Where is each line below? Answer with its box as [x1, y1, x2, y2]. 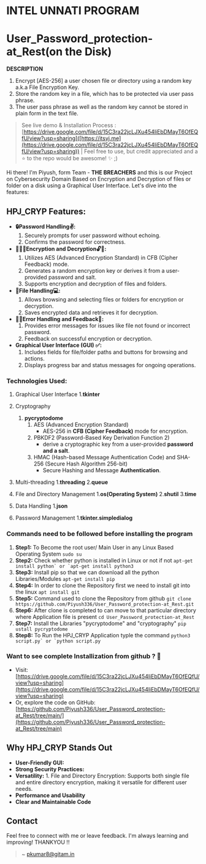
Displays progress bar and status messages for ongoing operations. [24, 361, 196, 368]
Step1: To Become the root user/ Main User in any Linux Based [15, 543, 174, 551]
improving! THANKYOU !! [6, 839, 70, 846]
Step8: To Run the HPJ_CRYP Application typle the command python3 [15, 631, 191, 639]
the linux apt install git [15, 588, 80, 596]
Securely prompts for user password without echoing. [24, 232, 161, 239]
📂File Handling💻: [15, 287, 61, 294]
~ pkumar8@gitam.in [21, 850, 75, 858]
